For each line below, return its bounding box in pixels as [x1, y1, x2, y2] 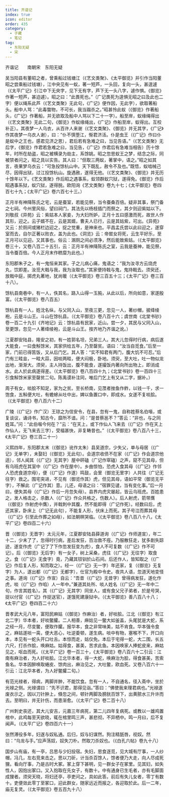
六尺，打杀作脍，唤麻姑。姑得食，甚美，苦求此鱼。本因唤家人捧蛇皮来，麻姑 [5, 642, 164, 648]
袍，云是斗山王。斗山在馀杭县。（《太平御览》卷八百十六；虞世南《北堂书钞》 [5, 313, 164, 319]
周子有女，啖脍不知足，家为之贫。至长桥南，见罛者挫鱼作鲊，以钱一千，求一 [5, 385, 164, 391]
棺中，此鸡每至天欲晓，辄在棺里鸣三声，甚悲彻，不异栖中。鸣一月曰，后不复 [5, 714, 164, 720]
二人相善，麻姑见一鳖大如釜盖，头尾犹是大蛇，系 [62, 617, 164, 623]
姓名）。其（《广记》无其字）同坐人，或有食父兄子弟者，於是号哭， [27, 587, 164, 593]
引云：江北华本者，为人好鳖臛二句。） [5, 667, 82, 673]
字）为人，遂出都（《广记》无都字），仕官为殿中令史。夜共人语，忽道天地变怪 [5, 568, 164, 575]
